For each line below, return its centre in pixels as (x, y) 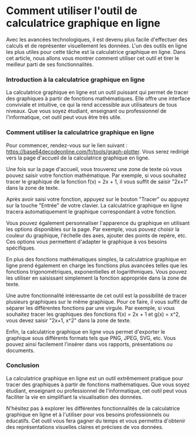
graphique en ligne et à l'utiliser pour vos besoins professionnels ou (88, 414)
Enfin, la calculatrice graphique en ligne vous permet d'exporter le (86, 332)
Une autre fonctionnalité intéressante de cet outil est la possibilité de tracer (97, 295)
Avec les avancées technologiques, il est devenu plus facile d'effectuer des (97, 39)
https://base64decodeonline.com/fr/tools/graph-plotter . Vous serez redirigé (97, 151)
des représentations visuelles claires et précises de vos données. (85, 427)
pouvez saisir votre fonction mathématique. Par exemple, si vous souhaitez (96, 175)
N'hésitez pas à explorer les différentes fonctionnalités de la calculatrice (93, 408)
